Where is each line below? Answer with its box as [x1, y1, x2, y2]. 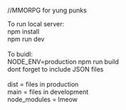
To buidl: [7, 50, 33, 58]
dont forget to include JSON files [7, 65, 104, 73]
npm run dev [7, 35, 45, 43]
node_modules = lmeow [7, 95, 78, 104]
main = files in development [7, 88, 89, 96]
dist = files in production [7, 80, 79, 88]
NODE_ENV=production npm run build [7, 57, 120, 66]
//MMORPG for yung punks [7, 6, 87, 14]
